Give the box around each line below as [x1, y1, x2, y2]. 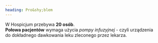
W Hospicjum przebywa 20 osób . [5, 21, 75, 27]
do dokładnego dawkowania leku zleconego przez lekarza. [5, 32, 127, 38]
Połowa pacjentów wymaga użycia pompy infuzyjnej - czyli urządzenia [5, 26, 153, 33]
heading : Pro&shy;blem [5, 7, 53, 13]
